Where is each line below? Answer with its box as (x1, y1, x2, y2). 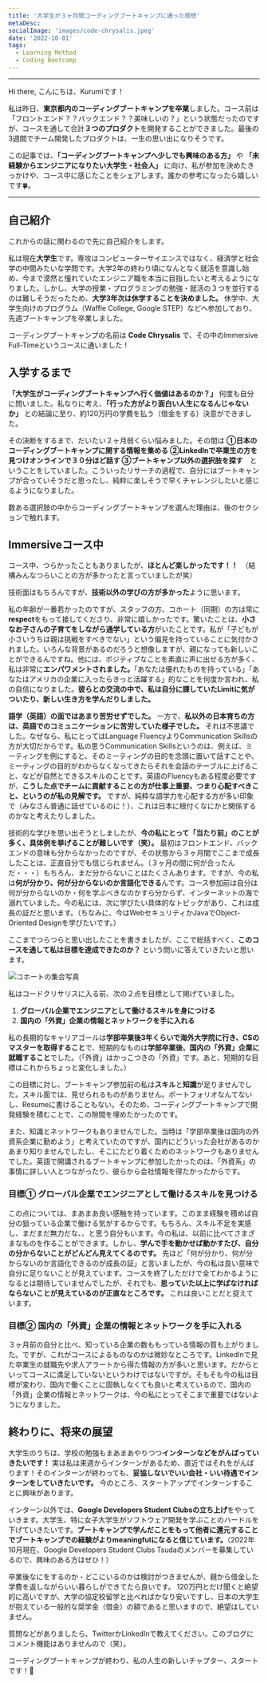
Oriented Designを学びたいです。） (8, 918, 121, 927)
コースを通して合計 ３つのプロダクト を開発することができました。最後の (22, 123, 259, 133)
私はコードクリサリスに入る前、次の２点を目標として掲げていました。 (8, 989, 239, 998)
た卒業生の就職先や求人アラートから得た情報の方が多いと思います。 (8, 1359, 231, 1369)
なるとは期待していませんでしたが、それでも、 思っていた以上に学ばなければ (8, 1278, 258, 1288)
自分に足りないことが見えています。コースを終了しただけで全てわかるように (8, 1268, 259, 1278)
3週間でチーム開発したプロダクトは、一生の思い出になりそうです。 (8, 133, 229, 143)
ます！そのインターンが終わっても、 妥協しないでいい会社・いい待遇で (14, 1467, 245, 1478)
